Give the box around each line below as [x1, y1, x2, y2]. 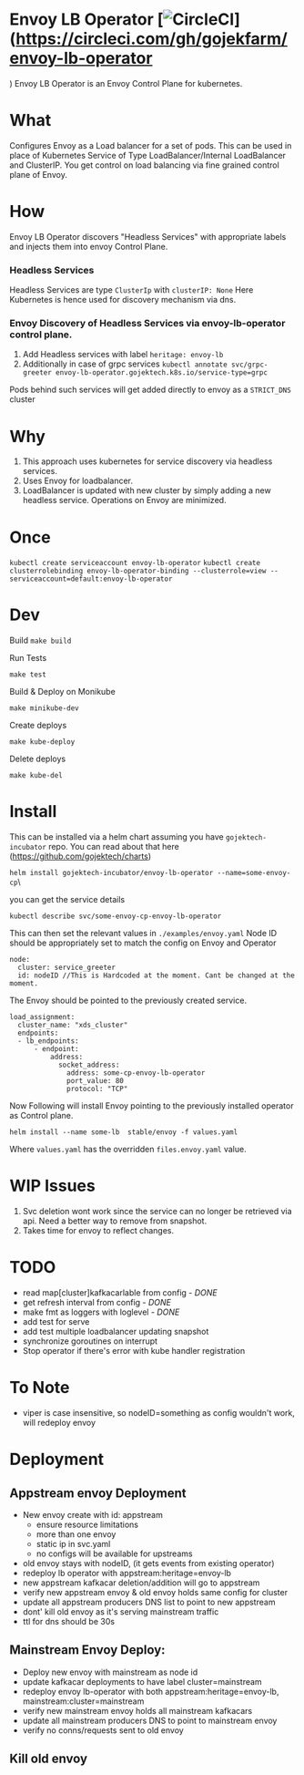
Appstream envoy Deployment [9, 1485, 187, 1501]
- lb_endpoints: [17, 1037, 79, 1046]
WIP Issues [9, 1176, 96, 1196]
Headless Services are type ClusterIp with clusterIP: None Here [9, 284, 254, 295]
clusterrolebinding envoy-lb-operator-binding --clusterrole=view [9, 566, 267, 576]
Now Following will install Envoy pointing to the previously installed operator [9, 1100, 294, 1111]
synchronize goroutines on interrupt [22, 1336, 157, 1347]
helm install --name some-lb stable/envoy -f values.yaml [9, 1128, 238, 1137]
